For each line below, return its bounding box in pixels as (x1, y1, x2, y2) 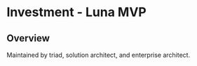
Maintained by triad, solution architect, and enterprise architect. (6, 51, 191, 59)
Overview (6, 32, 50, 44)
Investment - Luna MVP (6, 4, 147, 20)
